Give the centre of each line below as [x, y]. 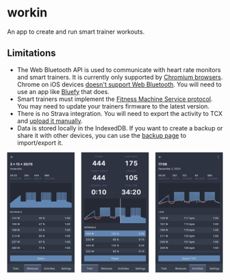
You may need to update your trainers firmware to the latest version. [113, 106]
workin [27, 13]
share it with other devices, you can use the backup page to [102, 135]
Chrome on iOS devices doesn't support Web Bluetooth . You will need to [119, 84]
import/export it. [40, 143]
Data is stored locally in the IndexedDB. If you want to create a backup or [120, 128]
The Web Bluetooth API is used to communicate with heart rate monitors [119, 69]
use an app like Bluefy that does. [63, 91]
